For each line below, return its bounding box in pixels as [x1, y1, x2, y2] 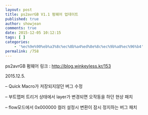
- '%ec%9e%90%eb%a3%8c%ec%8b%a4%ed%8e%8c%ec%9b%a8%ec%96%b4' [14, 44, 144, 49]
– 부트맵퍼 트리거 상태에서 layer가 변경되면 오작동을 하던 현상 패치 [5, 94, 133, 100]
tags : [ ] [5, 35, 26, 40]
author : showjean [5, 21, 41, 26]
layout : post [5, 7, 32, 12]
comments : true [5, 26, 37, 31]
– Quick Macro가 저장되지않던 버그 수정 [5, 83, 83, 89]
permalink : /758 [5, 49, 39, 54]
